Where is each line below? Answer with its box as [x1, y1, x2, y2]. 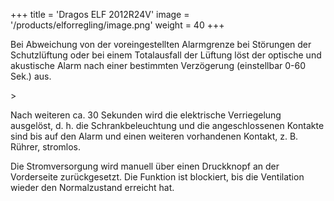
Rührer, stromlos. [10, 141, 82, 153]
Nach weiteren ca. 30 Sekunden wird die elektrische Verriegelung [10, 109, 282, 121]
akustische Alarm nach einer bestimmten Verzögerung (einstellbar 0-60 [10, 60, 307, 71]
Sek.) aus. [10, 70, 52, 82]
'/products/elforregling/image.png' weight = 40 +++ [10, 19, 225, 31]
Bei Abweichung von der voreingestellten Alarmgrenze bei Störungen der [10, 39, 312, 50]
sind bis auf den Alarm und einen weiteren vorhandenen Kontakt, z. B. [10, 130, 299, 142]
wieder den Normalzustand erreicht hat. [10, 182, 175, 193]
